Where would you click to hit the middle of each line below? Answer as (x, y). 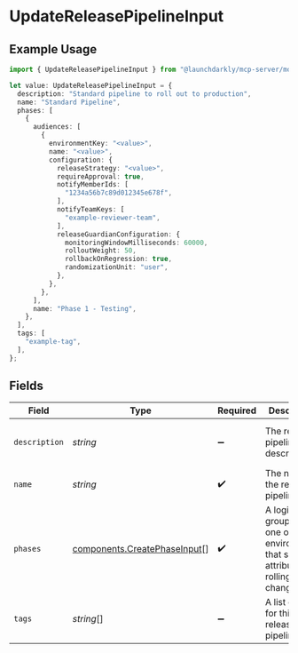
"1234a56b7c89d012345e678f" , (119, 193)
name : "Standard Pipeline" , (69, 102)
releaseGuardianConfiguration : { (118, 234)
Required (237, 410)
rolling (278, 577)
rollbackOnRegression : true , (119, 259)
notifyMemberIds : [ (92, 185)
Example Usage (53, 49)
